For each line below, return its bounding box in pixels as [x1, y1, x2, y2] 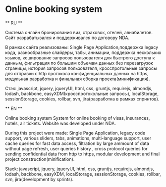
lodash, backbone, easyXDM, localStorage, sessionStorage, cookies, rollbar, [5, 171, 161, 177]
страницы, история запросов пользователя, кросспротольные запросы [5, 65, 157, 71]
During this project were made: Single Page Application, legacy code [5, 130, 146, 136]
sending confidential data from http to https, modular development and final [5, 151, 160, 157]
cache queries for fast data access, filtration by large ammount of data [5, 140, 150, 146]
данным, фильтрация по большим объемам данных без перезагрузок [5, 60, 154, 66]
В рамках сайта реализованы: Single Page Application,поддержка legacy [5, 44, 159, 50]
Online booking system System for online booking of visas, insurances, [5, 115, 150, 121]
